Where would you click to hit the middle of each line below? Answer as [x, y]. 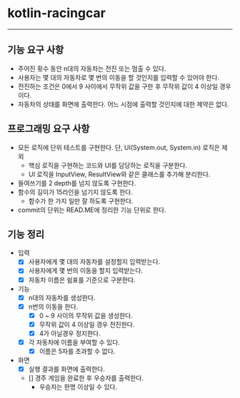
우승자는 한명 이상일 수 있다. [78, 387]
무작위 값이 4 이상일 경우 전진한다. [87, 324]
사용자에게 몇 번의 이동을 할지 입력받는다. [86, 271]
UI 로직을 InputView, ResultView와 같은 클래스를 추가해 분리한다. [119, 174]
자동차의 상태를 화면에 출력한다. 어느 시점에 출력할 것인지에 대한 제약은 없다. [124, 104]
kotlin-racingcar [56, 13]
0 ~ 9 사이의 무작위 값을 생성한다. [86, 315]
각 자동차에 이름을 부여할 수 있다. [74, 342]
